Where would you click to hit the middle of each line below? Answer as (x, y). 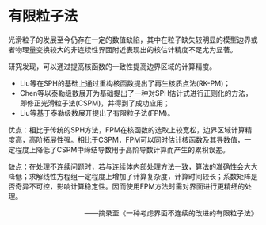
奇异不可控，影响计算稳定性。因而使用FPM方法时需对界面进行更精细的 (130, 186)
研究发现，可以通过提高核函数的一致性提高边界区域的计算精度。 (112, 66)
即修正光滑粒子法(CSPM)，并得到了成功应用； (95, 103)
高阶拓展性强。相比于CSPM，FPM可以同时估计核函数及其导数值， (137, 139)
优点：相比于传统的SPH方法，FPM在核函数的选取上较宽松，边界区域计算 (127, 130)
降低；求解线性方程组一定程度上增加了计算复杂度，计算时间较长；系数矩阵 (129, 176)
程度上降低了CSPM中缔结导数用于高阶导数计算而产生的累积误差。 (122, 149)
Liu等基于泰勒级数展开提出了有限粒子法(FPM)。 (97, 113)
